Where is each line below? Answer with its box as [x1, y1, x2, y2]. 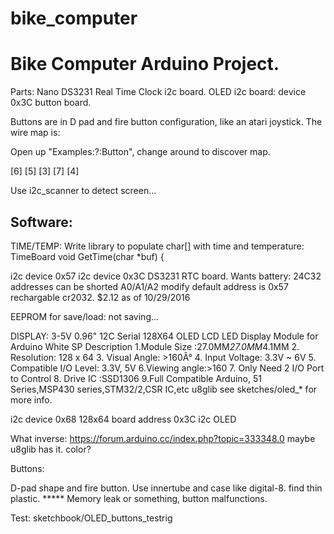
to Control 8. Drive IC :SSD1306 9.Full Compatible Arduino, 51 [10, 372, 262, 384]
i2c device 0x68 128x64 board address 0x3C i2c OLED [10, 413, 237, 425]
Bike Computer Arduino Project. [10, 53, 280, 76]
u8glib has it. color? [10, 443, 92, 455]
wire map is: [10, 127, 61, 139]
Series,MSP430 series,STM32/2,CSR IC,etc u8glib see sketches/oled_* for [10, 383, 318, 395]
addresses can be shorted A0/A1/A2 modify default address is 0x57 [10, 280, 289, 292]
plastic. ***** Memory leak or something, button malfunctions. [10, 492, 268, 504]
